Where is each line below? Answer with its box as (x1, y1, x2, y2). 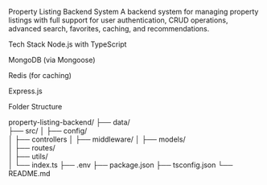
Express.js (8, 86, 43, 96)
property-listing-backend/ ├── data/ (8, 117, 130, 127)
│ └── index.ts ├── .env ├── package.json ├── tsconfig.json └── (8, 160, 233, 170)
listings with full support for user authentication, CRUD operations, (8, 15, 228, 25)
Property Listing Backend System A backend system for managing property (8, 7, 259, 16)
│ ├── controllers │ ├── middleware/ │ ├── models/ (8, 134, 187, 144)
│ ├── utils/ (8, 152, 48, 161)
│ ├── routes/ (8, 143, 56, 152)
